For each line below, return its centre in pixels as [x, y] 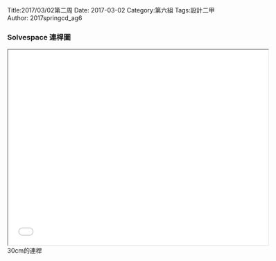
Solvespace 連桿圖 [39, 37]
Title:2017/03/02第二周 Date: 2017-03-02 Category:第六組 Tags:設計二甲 [111, 10]
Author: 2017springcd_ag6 [45, 18]
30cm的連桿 [25, 251]
